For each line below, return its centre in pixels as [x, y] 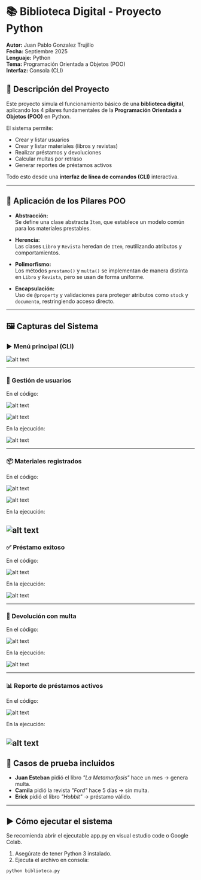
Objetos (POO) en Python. [39, 116]
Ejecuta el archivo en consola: [52, 860]
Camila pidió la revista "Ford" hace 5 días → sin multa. [82, 790]
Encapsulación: [35, 289]
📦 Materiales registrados [44, 462]
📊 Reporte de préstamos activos [55, 685]
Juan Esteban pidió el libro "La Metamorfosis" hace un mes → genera [101, 778]
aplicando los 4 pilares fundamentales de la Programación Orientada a [94, 110]
